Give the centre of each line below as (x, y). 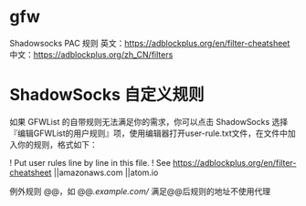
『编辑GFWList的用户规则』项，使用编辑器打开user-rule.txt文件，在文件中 (148, 133)
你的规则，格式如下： (57, 144)
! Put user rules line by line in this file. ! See (90, 162)
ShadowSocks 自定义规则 (107, 95)
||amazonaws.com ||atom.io (106, 172)
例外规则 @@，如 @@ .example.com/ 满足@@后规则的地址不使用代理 (140, 191)
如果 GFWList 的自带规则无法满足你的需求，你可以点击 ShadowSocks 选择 (149, 121)
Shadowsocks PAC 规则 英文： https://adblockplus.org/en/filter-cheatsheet (150, 43)
